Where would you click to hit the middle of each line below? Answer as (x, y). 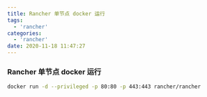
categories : (24, 33)
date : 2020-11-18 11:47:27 (46, 46)
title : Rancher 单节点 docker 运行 (56, 14)
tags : (15, 20)
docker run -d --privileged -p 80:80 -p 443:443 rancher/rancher (104, 87)
